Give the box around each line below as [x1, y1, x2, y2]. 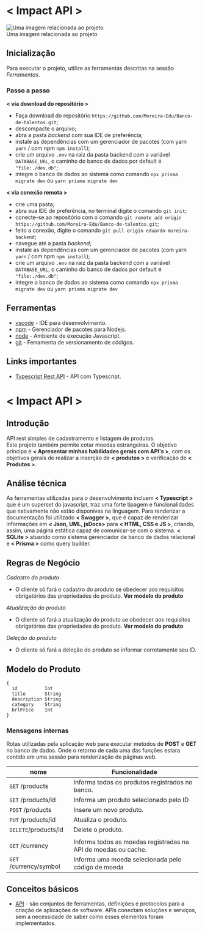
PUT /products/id [9, 816, 56, 824]
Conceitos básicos [6, 883, 79, 894]
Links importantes [6, 356, 77, 367]
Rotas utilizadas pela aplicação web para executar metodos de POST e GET [6, 740, 197, 748]
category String [12, 702, 62, 708]
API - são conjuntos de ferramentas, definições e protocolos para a [15, 900, 185, 907]
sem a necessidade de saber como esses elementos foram [15, 913, 164, 921]
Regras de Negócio [6, 557, 81, 568]
